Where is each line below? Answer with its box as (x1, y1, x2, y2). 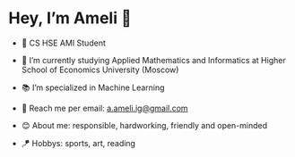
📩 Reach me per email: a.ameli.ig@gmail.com (21, 103, 189, 113)
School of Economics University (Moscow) (21, 64, 179, 75)
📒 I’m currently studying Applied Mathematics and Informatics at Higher (21, 54, 286, 65)
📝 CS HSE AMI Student (21, 37, 107, 48)
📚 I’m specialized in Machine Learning (21, 82, 165, 93)
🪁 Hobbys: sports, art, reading (21, 137, 136, 148)
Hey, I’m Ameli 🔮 (8, 8, 132, 29)
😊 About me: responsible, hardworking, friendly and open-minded (21, 120, 268, 130)
